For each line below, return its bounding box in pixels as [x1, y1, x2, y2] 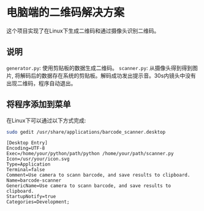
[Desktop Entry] [6, 140, 48, 146]
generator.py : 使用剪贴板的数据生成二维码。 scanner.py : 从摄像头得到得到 [6, 64, 193, 71]
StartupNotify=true [6, 194, 56, 200]
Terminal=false [6, 167, 45, 173]
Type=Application [6, 161, 51, 167]
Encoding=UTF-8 [6, 145, 45, 152]
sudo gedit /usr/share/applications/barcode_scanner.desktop [6, 129, 166, 135]
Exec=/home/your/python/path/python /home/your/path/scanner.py [6, 151, 174, 157]
